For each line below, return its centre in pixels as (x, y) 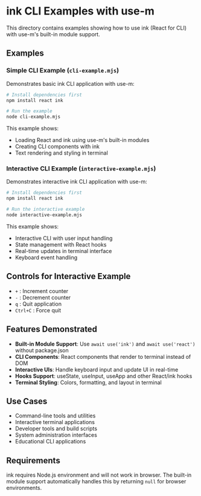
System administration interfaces (56, 435)
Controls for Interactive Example (69, 276)
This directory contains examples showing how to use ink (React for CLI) (97, 28)
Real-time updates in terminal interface (63, 251)
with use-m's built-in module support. (53, 34)
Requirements (33, 460)
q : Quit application (38, 304)
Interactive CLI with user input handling (64, 238)
